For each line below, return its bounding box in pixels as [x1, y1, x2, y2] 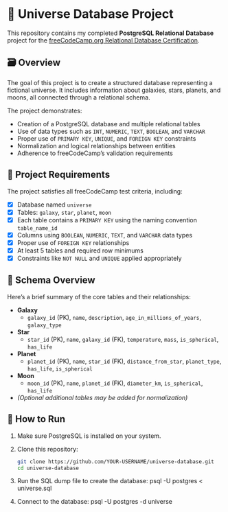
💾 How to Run [7, 413, 66, 425]
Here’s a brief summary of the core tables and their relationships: [7, 292, 191, 301]
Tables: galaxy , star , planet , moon [16, 208, 112, 216]
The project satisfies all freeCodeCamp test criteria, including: [7, 187, 183, 195]
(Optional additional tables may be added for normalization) [16, 393, 188, 402]
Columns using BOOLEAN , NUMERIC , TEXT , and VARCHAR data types [16, 231, 193, 239]
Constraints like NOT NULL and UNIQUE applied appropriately [16, 254, 182, 262]
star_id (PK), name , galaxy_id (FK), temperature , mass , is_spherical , [27, 335, 219, 343]
